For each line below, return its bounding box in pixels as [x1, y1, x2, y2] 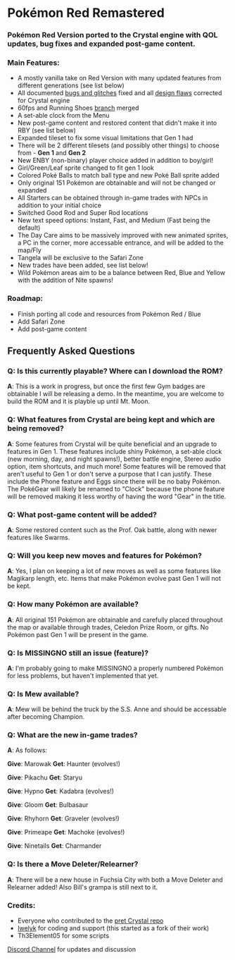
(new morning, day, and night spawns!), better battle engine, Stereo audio [7, 455, 222, 463]
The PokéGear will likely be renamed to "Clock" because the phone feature [7, 484, 225, 493]
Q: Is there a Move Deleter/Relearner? [7, 859, 139, 869]
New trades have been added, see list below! [17, 261, 148, 269]
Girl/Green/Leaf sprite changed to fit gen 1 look [17, 164, 155, 172]
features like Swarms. [7, 533, 70, 541]
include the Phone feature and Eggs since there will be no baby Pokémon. [7, 477, 222, 486]
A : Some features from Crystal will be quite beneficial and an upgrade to [7, 439, 217, 448]
